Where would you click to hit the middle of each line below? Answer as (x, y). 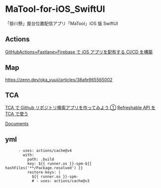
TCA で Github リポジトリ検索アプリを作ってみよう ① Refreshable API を (80, 108)
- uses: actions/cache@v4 (45, 151)
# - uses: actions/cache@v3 (61, 181)
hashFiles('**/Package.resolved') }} (44, 168)
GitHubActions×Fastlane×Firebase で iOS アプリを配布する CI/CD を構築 (79, 52)
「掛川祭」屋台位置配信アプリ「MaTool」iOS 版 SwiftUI (61, 23)
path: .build (41, 159)
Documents (17, 124)
